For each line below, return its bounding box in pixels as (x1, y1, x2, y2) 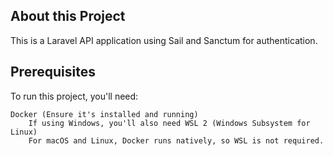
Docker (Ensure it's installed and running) (10, 109, 199, 119)
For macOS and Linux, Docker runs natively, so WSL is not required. (28, 135, 325, 146)
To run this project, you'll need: (10, 90, 139, 102)
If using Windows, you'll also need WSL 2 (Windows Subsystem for (28, 118, 311, 128)
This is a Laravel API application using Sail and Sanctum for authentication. (10, 34, 318, 46)
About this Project (10, 8, 126, 25)
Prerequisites (10, 64, 96, 81)
